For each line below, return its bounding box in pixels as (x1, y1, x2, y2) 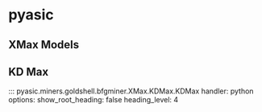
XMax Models (8, 38, 80, 52)
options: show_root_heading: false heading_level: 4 (8, 95, 179, 105)
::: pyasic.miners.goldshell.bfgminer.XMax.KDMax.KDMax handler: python (8, 86, 254, 96)
